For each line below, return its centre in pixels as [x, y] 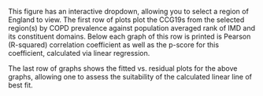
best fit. [20, 85]
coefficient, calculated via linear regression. [79, 53]
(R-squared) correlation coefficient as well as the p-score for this [113, 45]
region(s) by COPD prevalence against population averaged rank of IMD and [132, 28]
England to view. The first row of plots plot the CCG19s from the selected [126, 20]
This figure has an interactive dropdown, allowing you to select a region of [129, 11]
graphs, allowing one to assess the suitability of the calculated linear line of [130, 77]
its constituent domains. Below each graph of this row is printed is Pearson [130, 36]
